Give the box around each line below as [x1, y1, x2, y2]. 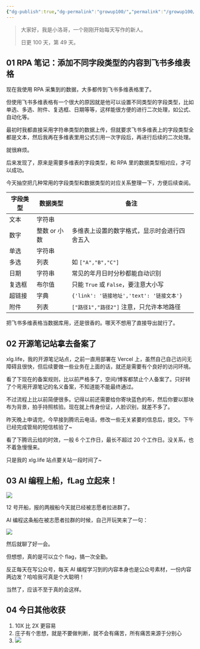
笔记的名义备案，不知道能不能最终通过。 [37, 383, 137, 390]
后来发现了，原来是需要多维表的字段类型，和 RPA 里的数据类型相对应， [6, 159, 181, 166]
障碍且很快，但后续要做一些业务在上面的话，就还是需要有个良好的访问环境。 [6, 363, 194, 371]
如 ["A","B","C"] [71, 258, 120, 267]
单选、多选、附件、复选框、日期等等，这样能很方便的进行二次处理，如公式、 [6, 106, 194, 114]
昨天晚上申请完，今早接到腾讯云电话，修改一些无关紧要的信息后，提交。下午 [6, 416, 194, 423]
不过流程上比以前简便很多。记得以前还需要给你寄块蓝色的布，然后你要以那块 [6, 396, 194, 403]
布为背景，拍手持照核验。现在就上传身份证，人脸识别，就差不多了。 [6, 403, 173, 411]
